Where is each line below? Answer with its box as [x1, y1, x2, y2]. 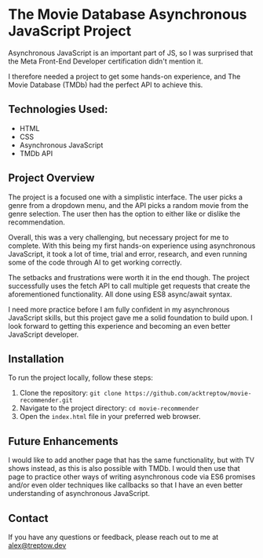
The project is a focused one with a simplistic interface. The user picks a [8, 192, 243, 202]
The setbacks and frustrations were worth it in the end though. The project [8, 272, 250, 282]
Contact [8, 512, 49, 525]
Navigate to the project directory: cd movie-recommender [19, 403, 199, 413]
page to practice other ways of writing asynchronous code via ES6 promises [8, 472, 256, 482]
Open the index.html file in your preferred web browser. [19, 412, 202, 421]
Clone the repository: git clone [19, 388, 122, 398]
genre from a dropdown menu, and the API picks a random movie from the [8, 200, 249, 210]
